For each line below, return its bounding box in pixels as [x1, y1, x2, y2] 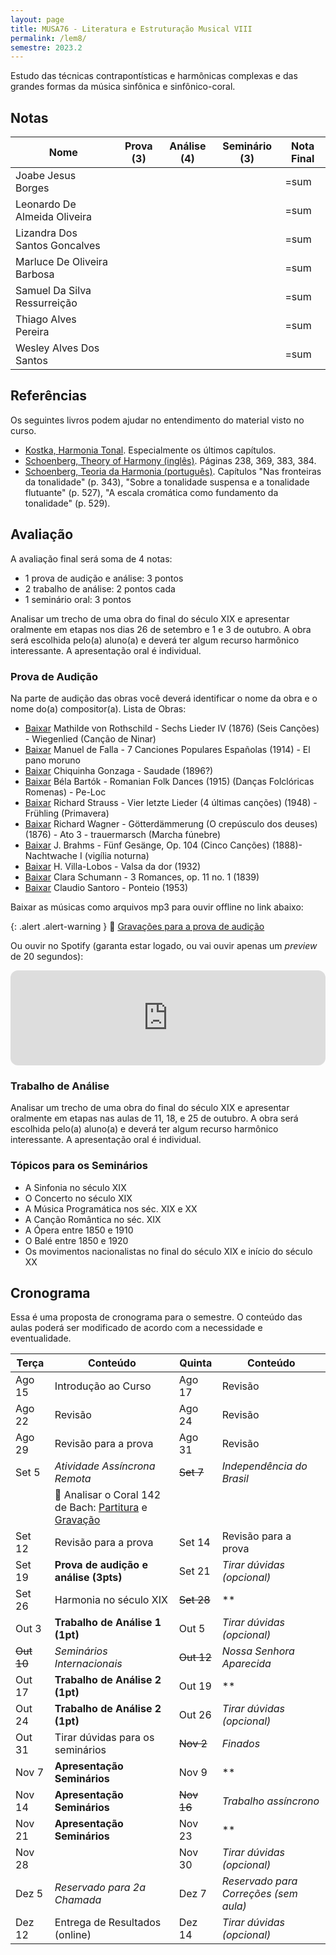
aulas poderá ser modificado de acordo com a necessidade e [10, 1322, 263, 1334]
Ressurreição [15, 296, 78, 310]
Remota [54, 1472, 92, 1486]
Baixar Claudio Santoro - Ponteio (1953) [24, 881, 189, 893]
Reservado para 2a [54, 1881, 146, 1895]
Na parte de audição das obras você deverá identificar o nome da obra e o [10, 692, 318, 704]
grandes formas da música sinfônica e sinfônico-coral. [10, 81, 236, 93]
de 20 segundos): [10, 950, 84, 962]
